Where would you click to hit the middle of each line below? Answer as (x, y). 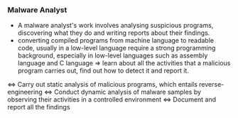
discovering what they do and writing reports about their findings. (114, 33)
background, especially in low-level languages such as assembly (113, 55)
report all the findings (39, 107)
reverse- (211, 85)
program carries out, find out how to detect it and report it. (103, 71)
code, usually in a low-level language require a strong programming (117, 48)
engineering (25, 92)
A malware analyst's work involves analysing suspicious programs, (115, 26)
